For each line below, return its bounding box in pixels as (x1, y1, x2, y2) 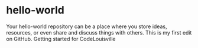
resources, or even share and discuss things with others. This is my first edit (6, 29, 192, 36)
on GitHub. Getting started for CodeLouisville (6, 35, 116, 42)
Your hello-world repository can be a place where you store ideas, (6, 23, 167, 30)
